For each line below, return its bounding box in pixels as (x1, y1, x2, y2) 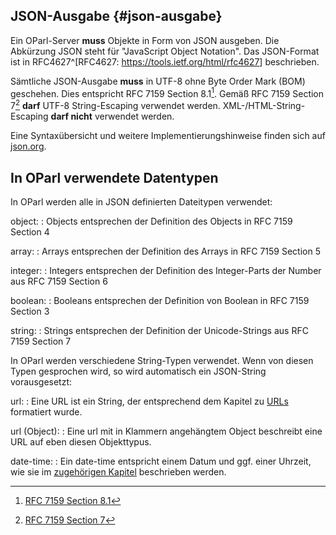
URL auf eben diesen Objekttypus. (10, 435, 152, 448)
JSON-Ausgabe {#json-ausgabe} (10, 8, 223, 25)
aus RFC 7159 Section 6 (10, 275, 108, 287)
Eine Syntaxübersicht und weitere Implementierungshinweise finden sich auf (10, 130, 326, 142)
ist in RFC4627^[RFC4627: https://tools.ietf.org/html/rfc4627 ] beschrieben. (10, 55, 320, 68)
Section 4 (10, 225, 50, 238)
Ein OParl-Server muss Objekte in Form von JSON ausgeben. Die (10, 34, 280, 46)
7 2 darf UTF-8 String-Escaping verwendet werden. (10, 98, 221, 112)
